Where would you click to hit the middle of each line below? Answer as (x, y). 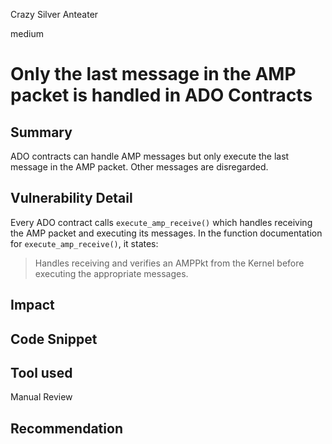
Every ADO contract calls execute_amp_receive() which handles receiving (161, 222)
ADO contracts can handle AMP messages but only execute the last (150, 156)
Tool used (41, 372)
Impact (32, 305)
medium (27, 33)
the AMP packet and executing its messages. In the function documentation (166, 233)
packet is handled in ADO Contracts (161, 95)
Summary (41, 132)
